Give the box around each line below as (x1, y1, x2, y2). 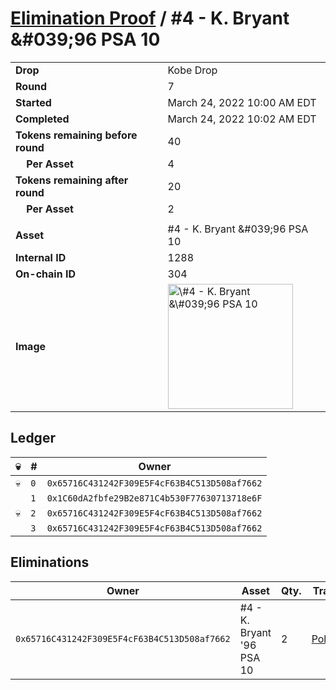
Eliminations (10, 554, 90, 571)
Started (15, 95, 52, 109)
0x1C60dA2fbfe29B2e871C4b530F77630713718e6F (46, 492, 263, 504)
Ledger (10, 430, 56, 447)
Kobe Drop (167, 63, 218, 77)
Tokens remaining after (15, 173, 129, 187)
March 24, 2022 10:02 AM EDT (167, 112, 317, 126)
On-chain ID (15, 267, 76, 281)
